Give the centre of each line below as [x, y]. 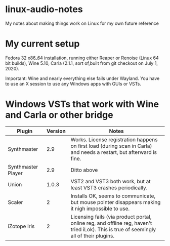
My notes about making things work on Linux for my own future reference [82, 23]
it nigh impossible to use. [100, 209]
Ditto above [84, 170]
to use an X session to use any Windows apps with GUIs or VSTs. [73, 84]
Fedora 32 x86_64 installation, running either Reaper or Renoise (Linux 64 [82, 58]
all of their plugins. [93, 235]
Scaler [15, 202]
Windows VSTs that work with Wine [82, 104]
